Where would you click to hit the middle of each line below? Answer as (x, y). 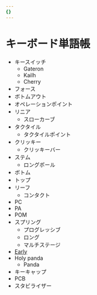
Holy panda (29, 258)
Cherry (32, 81)
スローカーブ (39, 119)
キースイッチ (30, 62)
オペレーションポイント (43, 104)
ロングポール (39, 164)
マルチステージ (42, 245)
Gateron (33, 69)
